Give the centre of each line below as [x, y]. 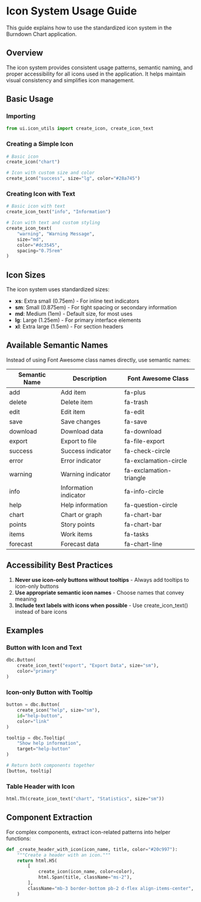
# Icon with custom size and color [51, 173]
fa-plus [135, 392]
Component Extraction [49, 818]
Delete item [77, 402]
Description [90, 378]
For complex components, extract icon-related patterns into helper [88, 832]
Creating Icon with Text [41, 194]
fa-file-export [145, 441]
